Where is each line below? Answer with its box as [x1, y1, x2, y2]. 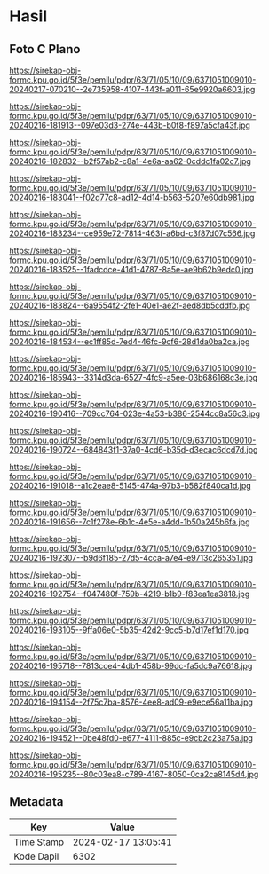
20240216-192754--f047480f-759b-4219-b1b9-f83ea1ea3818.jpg [9, 588, 250, 599]
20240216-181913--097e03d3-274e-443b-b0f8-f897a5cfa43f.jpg [9, 120, 251, 130]
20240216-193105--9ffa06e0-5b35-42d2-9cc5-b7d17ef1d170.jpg [9, 625, 249, 635]
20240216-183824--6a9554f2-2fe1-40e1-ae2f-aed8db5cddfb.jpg [9, 300, 251, 311]
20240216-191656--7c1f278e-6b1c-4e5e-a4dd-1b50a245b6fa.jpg [9, 516, 250, 527]
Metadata [9, 794, 64, 809]
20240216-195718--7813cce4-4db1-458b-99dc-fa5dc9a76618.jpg [9, 661, 253, 671]
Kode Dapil [13, 850, 59, 862]
